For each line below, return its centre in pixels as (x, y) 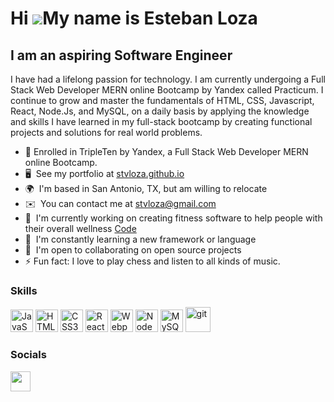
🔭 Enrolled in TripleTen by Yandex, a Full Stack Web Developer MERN (166, 151)
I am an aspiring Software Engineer (121, 55)
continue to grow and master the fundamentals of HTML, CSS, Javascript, (162, 100)
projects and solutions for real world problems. (106, 132)
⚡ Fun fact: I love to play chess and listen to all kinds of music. (152, 261)
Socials (28, 355)
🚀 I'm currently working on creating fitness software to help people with (173, 218)
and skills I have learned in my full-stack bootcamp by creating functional (161, 121)
